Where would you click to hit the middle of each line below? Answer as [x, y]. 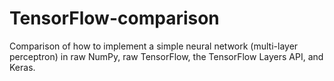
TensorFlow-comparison [114, 18]
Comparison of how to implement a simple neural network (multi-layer [154, 46]
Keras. [22, 67]
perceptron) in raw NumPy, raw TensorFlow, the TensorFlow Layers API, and [166, 56]
